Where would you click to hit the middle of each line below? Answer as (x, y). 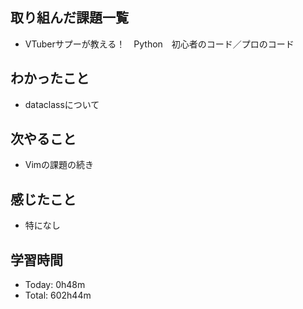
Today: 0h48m (55, 285)
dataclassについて (62, 104)
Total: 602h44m (58, 295)
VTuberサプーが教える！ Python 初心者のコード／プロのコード (159, 44)
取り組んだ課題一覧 (69, 18)
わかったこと (50, 78)
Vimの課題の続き (59, 165)
